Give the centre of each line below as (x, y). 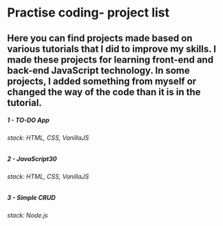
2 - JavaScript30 (32, 159)
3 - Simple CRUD (32, 198)
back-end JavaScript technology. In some (99, 70)
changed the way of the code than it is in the (104, 92)
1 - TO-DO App (28, 120)
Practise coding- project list (88, 13)
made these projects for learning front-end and (110, 60)
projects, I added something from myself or (102, 81)
